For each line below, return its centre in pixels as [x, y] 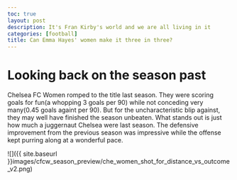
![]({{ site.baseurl [32, 154]
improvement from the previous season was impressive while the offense [114, 133]
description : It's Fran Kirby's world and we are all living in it [109, 27]
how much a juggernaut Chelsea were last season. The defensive [103, 125]
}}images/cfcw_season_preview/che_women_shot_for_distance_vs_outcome [119, 162]
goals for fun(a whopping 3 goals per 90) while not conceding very [105, 103]
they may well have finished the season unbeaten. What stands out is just [115, 118]
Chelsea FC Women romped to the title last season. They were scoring [111, 95]
